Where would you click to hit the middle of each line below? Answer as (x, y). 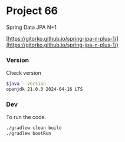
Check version (24, 73)
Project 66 (32, 11)
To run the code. (26, 117)
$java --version (26, 84)
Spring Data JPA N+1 (32, 27)
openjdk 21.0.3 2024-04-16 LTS (45, 90)
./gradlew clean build (34, 128)
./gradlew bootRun (29, 134)
